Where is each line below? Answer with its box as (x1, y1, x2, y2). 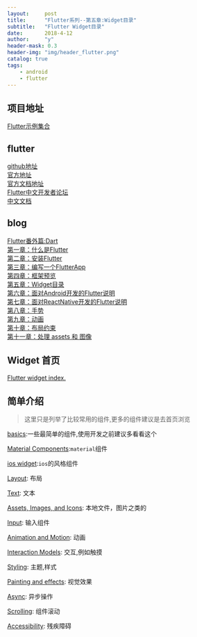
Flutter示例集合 (7, 122, 51, 131)
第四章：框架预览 (7, 271, 56, 280)
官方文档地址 (7, 179, 44, 188)
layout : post (7, 10, 58, 17)
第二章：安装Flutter (7, 254, 62, 262)
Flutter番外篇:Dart (7, 236, 58, 245)
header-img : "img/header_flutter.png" (7, 49, 119, 56)
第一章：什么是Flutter (7, 245, 69, 254)
